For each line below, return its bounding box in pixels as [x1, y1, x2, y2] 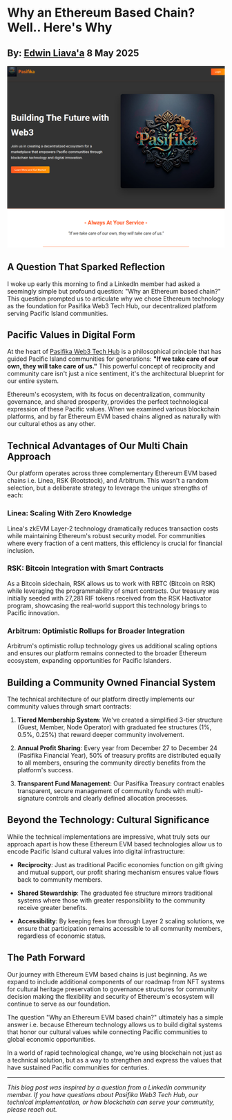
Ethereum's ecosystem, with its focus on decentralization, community [7, 390, 206, 399]
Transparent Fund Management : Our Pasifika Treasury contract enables [17, 779, 224, 788]
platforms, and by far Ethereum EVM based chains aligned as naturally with [7, 412, 221, 420]
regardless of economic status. [17, 932, 106, 940]
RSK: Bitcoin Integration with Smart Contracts [7, 563, 164, 573]
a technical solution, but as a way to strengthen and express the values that [7, 1056, 222, 1064]
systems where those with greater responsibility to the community [17, 896, 206, 905]
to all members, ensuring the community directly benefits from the [17, 758, 206, 767]
